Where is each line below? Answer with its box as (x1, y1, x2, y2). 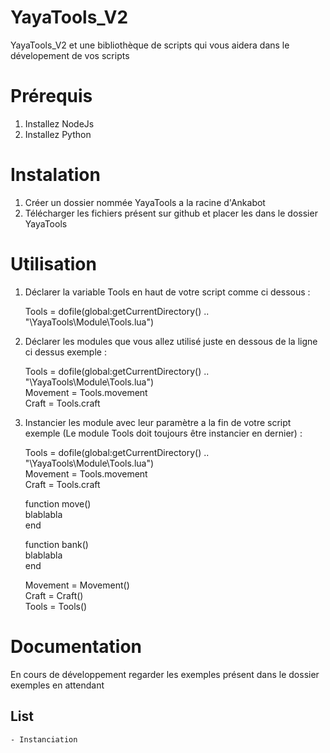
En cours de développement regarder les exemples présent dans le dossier (10, 668, 320, 680)
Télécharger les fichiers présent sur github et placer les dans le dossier (24, 207, 318, 219)
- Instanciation (10, 734, 78, 745)
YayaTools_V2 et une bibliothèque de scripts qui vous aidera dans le (10, 39, 290, 51)
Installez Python (24, 128, 92, 140)
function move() (24, 497, 92, 510)
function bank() (24, 538, 89, 550)
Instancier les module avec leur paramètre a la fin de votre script (24, 416, 292, 428)
